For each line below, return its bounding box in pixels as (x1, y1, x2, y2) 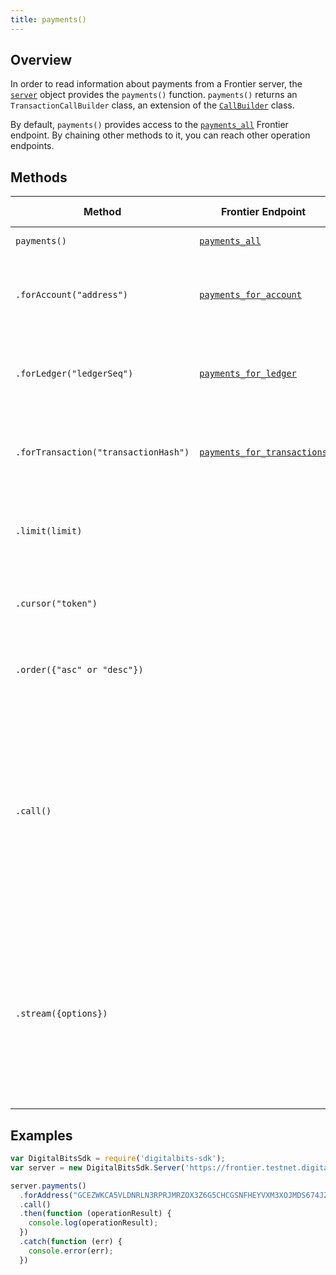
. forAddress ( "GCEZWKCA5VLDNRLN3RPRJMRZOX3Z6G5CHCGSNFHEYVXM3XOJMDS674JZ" (19, 1190, 333, 1200)
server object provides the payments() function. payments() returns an (10, 89, 298, 101)
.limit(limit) (15, 526, 83, 537)
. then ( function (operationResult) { (19, 1209, 172, 1219)
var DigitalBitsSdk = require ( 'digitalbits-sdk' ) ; (10, 1154, 226, 1164)
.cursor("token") (15, 598, 98, 610)
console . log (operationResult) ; (28, 1218, 159, 1228)
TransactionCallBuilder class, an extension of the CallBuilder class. (10, 99, 295, 111)
